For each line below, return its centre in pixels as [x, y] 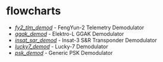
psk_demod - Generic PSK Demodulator [64, 52]
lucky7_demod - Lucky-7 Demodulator [61, 46]
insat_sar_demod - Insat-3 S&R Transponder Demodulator [86, 40]
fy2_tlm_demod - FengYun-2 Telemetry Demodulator [79, 27]
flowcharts [34, 11]
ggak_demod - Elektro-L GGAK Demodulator [69, 33]
